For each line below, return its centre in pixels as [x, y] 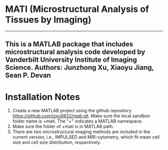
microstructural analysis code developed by [75, 52]
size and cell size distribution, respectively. [57, 143]
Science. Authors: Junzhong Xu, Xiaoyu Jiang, [79, 68]
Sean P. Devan [28, 75]
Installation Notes [42, 97]
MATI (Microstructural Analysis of [77, 9]
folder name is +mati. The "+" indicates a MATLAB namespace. [77, 121]
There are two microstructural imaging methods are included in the [81, 132]
